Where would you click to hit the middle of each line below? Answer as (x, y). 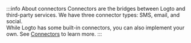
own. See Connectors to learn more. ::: (54, 34)
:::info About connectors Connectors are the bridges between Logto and (96, 9)
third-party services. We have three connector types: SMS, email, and (93, 15)
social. (14, 21)
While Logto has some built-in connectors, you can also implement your (95, 27)
